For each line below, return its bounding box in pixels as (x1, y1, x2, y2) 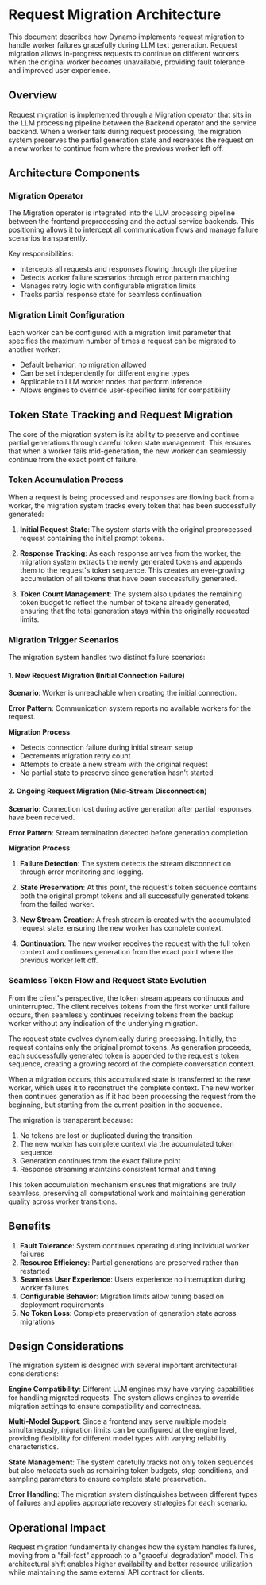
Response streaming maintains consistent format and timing (19, 1164, 217, 1174)
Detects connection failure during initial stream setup (19, 742, 194, 752)
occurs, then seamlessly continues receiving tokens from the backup (8, 1010, 234, 1020)
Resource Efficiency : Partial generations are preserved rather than (19, 1257, 240, 1267)
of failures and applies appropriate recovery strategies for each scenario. (8, 1498, 248, 1508)
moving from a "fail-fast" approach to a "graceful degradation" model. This (8, 1551, 254, 1560)
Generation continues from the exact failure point (19, 1155, 181, 1165)
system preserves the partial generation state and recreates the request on (8, 135, 254, 145)
